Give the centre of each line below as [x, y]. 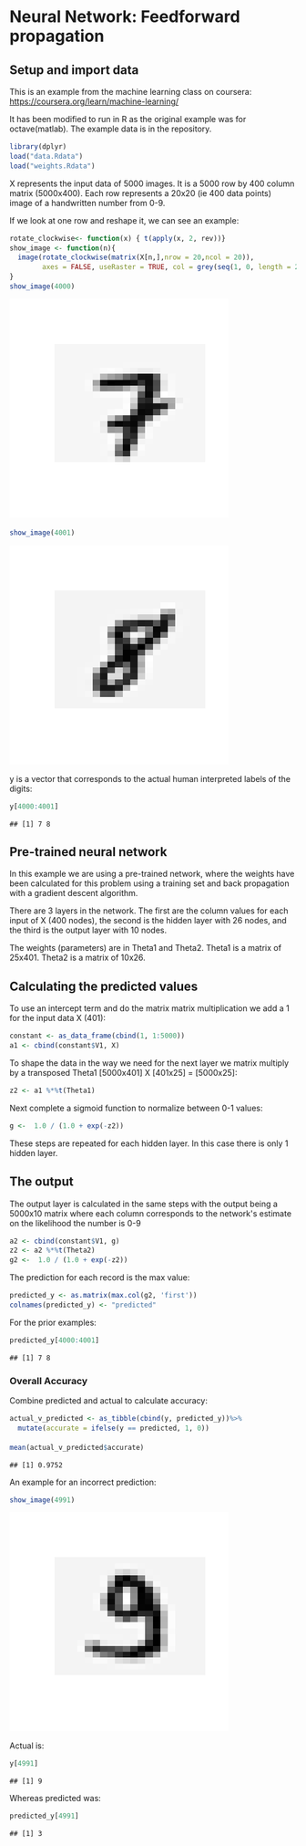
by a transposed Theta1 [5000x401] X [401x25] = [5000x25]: [123, 1073]
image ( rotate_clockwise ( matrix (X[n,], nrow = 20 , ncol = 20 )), [136, 257]
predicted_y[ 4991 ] [44, 1816]
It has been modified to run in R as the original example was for [128, 119]
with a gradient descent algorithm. [74, 893]
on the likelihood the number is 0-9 [75, 1223]
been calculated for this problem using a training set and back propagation [149, 883]
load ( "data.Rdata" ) [46, 156]
